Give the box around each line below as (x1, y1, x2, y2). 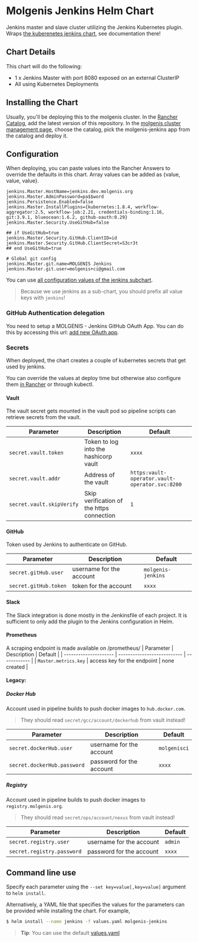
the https (84, 504, 109, 512)
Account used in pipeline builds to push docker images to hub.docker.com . (6, 705, 186, 712)
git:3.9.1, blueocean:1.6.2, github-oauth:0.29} (6, 214, 128, 221)
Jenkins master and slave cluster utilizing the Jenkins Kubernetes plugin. (6, 24, 183, 31)
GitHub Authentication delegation (6, 309, 105, 317)
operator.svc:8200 (130, 481, 182, 488)
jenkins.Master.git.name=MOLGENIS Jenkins (6, 261, 112, 267)
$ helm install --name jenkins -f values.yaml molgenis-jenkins (6, 919, 167, 925)
